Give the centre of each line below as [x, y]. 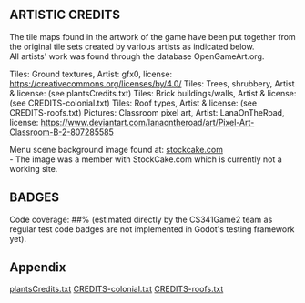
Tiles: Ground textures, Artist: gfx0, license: [91, 74]
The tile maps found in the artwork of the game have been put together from [152, 36]
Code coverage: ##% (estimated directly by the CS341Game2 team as [141, 219]
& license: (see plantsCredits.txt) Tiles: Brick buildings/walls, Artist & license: [153, 93]
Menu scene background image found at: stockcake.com [116, 149]
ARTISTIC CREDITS [65, 15]
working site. [34, 168]
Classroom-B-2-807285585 [61, 132]
